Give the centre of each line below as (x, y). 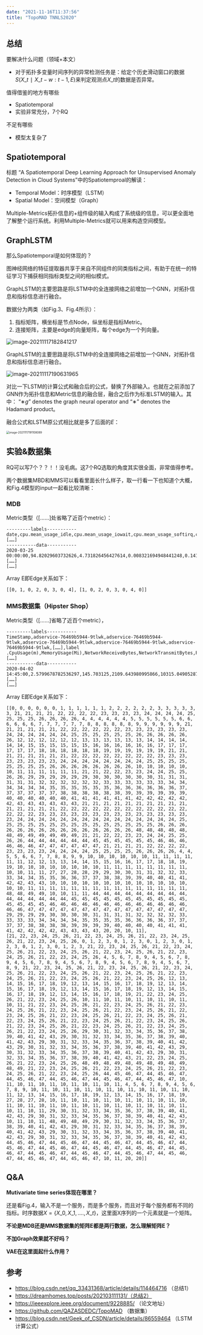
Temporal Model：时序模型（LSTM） (61, 193)
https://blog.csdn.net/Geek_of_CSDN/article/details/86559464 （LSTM (103, 1318)
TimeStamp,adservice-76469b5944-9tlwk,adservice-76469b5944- (85, 637)
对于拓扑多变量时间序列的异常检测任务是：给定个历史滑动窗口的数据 (100, 72)
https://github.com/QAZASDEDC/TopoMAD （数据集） (83, 1311)
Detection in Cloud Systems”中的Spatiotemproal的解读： (77, 180)
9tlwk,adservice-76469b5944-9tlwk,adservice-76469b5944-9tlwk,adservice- (101, 642)
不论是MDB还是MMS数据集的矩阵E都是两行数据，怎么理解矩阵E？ (89, 1226)
